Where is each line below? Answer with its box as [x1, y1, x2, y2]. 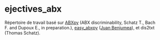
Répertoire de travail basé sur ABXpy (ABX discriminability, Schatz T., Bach [4, 20, 156, 25]
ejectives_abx [4, 3, 62, 15]
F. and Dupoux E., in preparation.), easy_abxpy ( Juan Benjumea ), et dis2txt [4, 24, 155, 30]
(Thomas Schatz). [4, 30, 40, 36]
